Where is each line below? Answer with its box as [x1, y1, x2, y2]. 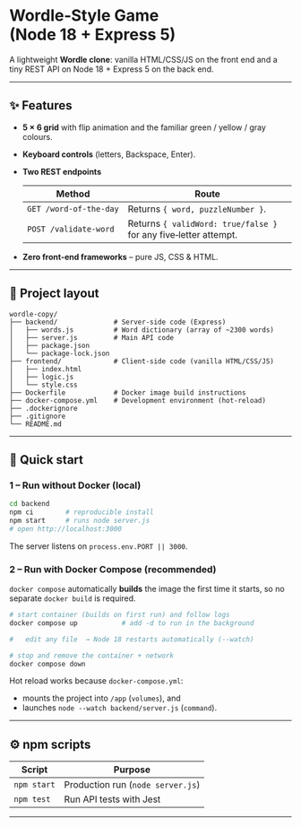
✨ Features [9, 98, 73, 113]
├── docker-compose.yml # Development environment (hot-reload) [9, 396, 267, 405]
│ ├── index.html [9, 364, 82, 373]
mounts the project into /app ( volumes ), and [21, 692, 181, 704]
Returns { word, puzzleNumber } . [127, 203, 267, 215]
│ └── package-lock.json [9, 349, 110, 358]
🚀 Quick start [9, 452, 83, 467]
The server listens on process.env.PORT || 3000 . [9, 540, 188, 552]
